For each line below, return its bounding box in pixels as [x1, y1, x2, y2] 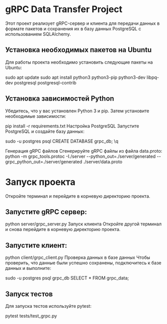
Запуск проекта [5, 176, 76, 188]
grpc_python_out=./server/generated [5, 158, 82, 165]
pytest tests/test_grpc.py [5, 312, 57, 319]
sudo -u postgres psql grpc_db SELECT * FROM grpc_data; [5, 275, 129, 281]
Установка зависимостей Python [5, 95, 115, 103]
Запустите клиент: [5, 241, 67, 250]
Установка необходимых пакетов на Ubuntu [5, 45, 152, 54]
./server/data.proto [83, 158, 123, 165]
